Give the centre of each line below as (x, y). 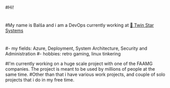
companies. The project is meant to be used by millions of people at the (80, 69)
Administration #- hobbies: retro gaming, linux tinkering (63, 54)
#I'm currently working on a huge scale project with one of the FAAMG (79, 64)
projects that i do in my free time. (40, 80)
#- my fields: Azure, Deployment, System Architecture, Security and (76, 48)
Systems (14, 31)
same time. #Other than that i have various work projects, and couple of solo (85, 75)
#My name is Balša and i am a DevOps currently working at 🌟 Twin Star (80, 25)
